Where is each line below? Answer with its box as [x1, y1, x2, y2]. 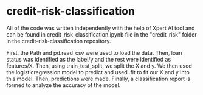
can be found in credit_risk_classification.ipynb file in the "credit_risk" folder [6, 30, 197, 38]
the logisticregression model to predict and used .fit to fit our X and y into [6, 68, 190, 76]
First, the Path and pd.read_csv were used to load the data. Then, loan [6, 49, 182, 56]
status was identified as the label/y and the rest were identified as [6, 55, 171, 63]
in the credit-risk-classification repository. [6, 37, 111, 44]
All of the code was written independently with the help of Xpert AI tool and [6, 24, 195, 32]
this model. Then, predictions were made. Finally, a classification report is [6, 75, 191, 82]
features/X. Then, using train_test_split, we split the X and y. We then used [6, 62, 193, 69]
